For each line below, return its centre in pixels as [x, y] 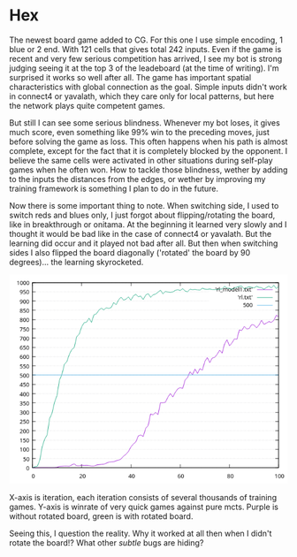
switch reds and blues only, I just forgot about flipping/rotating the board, [142, 215]
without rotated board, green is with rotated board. [101, 516]
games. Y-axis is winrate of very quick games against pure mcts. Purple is [144, 507]
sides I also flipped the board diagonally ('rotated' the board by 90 [130, 252]
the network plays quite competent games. [87, 105]
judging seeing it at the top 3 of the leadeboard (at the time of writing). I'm [145, 68]
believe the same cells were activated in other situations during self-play [141, 160]
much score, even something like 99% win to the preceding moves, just [139, 132]
